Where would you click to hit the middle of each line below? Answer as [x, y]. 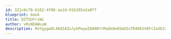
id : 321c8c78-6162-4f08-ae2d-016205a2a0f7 [51, 10]
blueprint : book [22, 15]
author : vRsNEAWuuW [26, 24]
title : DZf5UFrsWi [25, 19]
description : [19, 29]
